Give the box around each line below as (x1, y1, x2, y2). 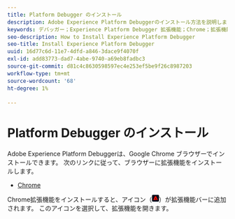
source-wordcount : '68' (7, 77, 77, 84)
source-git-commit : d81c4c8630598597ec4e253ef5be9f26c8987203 (7, 63, 192, 70)
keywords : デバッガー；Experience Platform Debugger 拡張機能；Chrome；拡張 (7, 26, 222, 33)
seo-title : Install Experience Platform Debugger (7, 40, 155, 48)
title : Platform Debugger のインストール (7, 11, 122, 18)
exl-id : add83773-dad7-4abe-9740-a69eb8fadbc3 (7, 56, 145, 63)
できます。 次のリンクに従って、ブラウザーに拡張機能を (31, 158, 192, 167)
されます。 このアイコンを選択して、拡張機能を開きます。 (7, 204, 173, 213)
